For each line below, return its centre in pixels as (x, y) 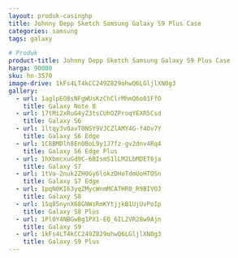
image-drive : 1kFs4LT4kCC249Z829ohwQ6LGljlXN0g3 (92, 83)
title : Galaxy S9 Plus (61, 242)
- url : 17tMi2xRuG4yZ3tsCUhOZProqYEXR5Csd (89, 114)
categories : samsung (43, 31)
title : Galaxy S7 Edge (61, 182)
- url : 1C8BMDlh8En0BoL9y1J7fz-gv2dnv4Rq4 (89, 144)
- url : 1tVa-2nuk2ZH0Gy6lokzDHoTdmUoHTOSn (89, 174)
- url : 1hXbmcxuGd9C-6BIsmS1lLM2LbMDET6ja (89, 159)
